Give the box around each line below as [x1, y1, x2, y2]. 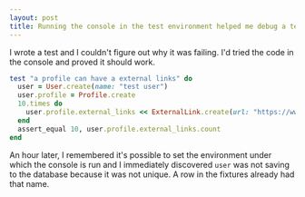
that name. [9, 178, 50, 189]
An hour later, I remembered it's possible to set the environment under [9, 149, 272, 160]
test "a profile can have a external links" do [9, 74, 193, 83]
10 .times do [17, 99, 64, 109]
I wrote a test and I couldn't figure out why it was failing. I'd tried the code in [9, 46, 294, 57]
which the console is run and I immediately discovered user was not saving [9, 159, 290, 170]
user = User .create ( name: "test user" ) [17, 83, 169, 92]
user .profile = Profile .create [17, 91, 136, 100]
